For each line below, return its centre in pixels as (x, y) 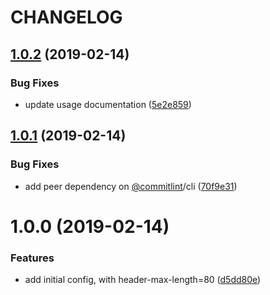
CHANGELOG (66, 17)
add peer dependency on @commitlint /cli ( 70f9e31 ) (131, 186)
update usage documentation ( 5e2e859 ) (108, 104)
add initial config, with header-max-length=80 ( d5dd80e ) (143, 280)
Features (32, 258)
